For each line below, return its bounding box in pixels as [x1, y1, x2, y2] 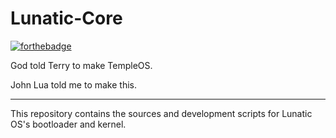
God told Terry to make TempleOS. [10, 59, 153, 71]
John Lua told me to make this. [10, 78, 138, 91]
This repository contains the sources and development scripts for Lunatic [10, 107, 313, 119]
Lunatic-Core [10, 7, 123, 30]
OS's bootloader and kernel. [10, 118, 127, 130]
